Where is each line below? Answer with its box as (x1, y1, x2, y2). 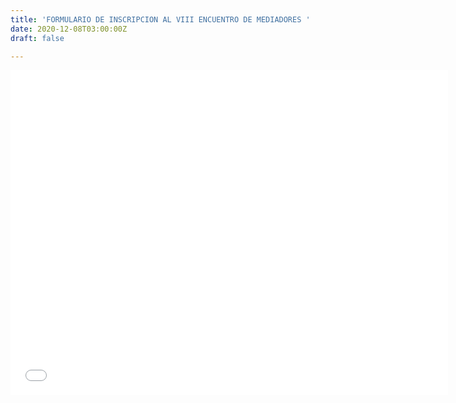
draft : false (10, 33, 65, 43)
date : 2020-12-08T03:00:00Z (10, 24, 128, 34)
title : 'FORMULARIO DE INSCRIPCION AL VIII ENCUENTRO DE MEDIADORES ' (10, 14, 311, 25)
